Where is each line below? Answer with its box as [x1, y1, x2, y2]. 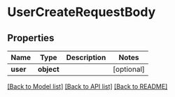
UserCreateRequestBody [7, 4, 156, 20]
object [37, 64, 59, 74]
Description [66, 53, 106, 62]
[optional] [113, 64, 146, 74]
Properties [7, 32, 55, 44]
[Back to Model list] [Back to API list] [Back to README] [7, 82, 168, 91]
